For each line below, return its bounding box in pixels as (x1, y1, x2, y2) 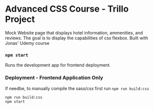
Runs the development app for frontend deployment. (5, 62, 111, 68)
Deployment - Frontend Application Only (5, 74, 104, 81)
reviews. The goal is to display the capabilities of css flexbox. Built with (5, 35, 148, 41)
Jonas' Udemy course (5, 40, 50, 46)
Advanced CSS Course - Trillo (5, 3, 129, 15)
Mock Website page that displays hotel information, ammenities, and (5, 30, 143, 36)
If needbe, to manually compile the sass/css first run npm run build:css (5, 85, 149, 91)
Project (5, 14, 35, 25)
